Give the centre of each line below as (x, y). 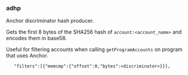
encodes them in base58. (36, 38)
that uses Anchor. (27, 56)
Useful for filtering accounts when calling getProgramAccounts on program (94, 49)
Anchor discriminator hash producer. (50, 21)
